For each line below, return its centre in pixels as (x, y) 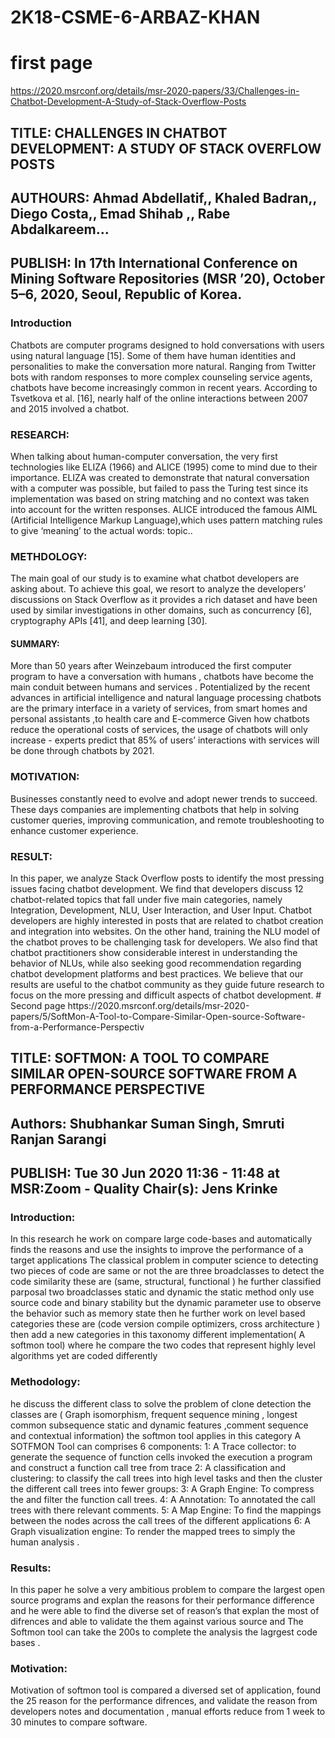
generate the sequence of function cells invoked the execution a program (161, 1457)
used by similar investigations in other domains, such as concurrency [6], (161, 610)
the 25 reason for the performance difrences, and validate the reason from (164, 1701)
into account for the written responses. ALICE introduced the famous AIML (164, 509)
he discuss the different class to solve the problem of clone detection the (161, 1403)
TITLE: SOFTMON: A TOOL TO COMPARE (140, 1058)
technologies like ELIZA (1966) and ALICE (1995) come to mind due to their (164, 467)
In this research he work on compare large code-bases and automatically (161, 1239)
